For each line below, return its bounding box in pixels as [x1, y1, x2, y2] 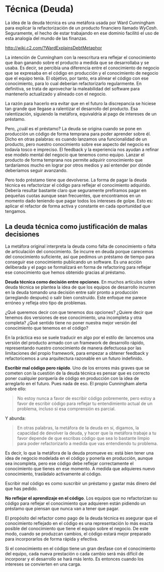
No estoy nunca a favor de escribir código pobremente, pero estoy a [17, 395, 156, 401]
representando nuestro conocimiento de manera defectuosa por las [5, 345, 142, 351]
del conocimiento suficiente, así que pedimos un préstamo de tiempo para [5, 254, 155, 259]
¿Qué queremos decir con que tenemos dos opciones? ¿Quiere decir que [5, 309, 153, 315]
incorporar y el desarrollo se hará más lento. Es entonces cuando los [5, 556, 144, 562]
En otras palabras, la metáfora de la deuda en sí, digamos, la [17, 425, 140, 430]
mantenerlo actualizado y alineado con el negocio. [5, 91, 107, 97]
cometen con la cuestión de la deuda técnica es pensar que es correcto [5, 370, 150, 376]
